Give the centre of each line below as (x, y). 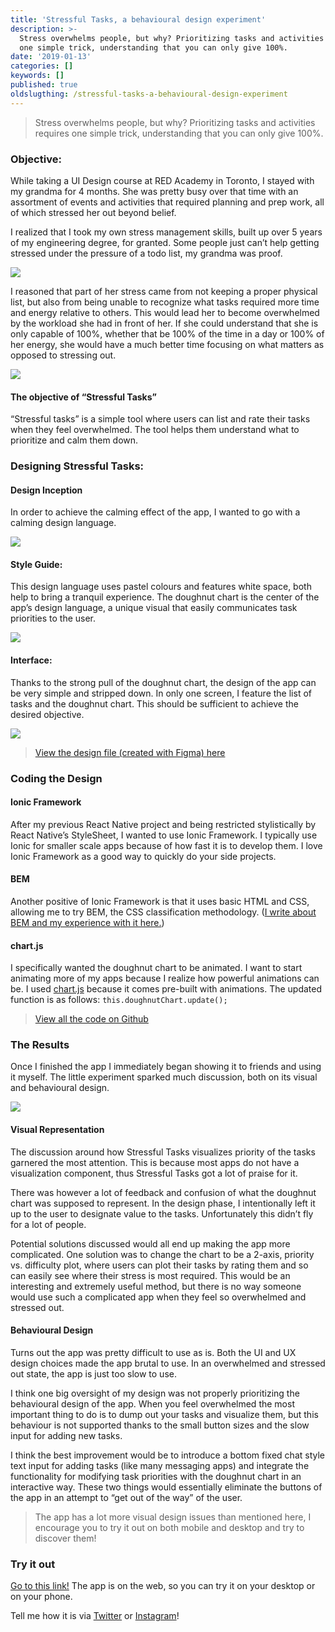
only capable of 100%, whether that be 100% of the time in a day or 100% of (167, 333)
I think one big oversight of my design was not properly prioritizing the (155, 1393)
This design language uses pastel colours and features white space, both (161, 587)
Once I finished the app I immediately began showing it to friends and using (166, 1067)
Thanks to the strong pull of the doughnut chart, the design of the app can (163, 682)
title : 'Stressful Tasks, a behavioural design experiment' (138, 19)
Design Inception (46, 490)
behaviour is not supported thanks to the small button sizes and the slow (160, 1425)
